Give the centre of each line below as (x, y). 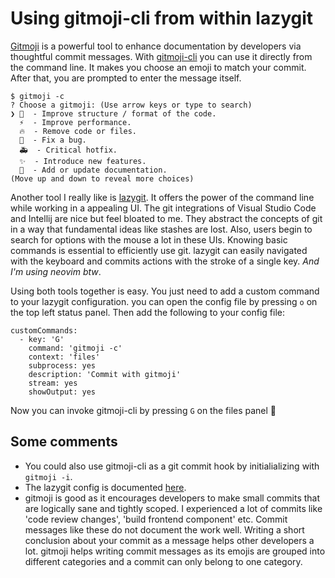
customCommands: (44, 330)
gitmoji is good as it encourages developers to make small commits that (172, 498)
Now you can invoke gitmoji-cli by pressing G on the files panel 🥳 (143, 410)
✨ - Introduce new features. (83, 161)
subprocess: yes (62, 365)
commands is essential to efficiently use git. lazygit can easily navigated (159, 250)
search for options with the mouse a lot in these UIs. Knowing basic (149, 239)
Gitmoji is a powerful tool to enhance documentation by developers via (156, 46)
